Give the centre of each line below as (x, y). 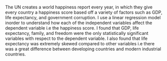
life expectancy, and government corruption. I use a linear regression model (83, 17)
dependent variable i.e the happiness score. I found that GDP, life (72, 28)
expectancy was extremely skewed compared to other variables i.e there (80, 44)
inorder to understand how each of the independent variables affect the (79, 23)
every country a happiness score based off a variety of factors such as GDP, (84, 12)
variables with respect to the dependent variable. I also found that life (77, 38)
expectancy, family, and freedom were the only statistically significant (77, 33)
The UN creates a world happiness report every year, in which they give (79, 7)
